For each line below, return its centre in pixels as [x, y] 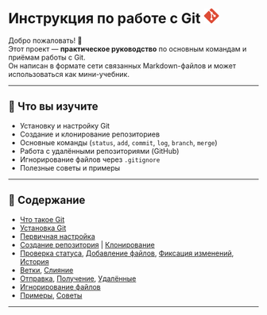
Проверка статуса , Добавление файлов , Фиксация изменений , [127, 253]
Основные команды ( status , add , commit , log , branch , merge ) [118, 142]
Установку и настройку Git [64, 125]
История [34, 261]
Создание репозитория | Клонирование [87, 244]
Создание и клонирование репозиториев [90, 134]
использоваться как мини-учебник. [69, 74]
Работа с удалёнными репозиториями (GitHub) [99, 151]
